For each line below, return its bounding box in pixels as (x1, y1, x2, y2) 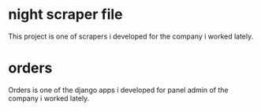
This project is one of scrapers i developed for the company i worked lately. (8, 31, 254, 41)
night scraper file (8, 6, 124, 24)
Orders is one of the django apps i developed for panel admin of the (8, 85, 229, 94)
